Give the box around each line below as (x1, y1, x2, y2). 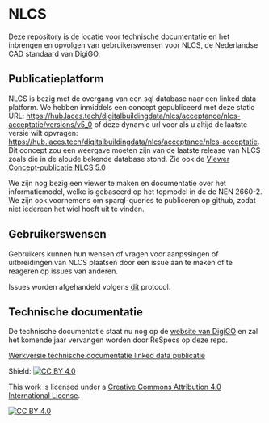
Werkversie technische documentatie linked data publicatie (8, 351, 206, 361)
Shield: (8, 366, 32, 376)
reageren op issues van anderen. (8, 266, 119, 276)
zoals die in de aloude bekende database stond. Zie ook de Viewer (8, 154, 230, 163)
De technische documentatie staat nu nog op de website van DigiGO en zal (8, 327, 258, 336)
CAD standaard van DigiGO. (8, 49, 101, 58)
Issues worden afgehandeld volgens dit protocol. (8, 281, 171, 291)
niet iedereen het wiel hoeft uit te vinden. (8, 204, 145, 214)
